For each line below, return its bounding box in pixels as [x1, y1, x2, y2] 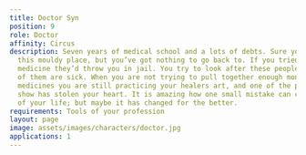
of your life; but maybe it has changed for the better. [17, 98, 239, 108]
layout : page [9, 115, 59, 124]
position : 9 [9, 22, 55, 31]
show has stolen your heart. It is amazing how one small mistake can [17, 89, 291, 98]
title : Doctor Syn [9, 13, 79, 23]
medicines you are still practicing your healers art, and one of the [17, 81, 291, 90]
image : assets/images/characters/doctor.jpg [9, 124, 181, 133]
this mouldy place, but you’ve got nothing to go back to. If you [17, 56, 275, 65]
